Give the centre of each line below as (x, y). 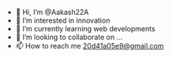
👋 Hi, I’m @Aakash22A (52, 12)
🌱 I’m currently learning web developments (85, 29)
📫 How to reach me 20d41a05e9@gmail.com (90, 46)
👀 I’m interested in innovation (63, 20)
